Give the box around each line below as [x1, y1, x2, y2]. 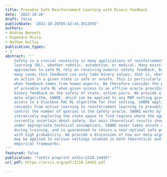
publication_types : [5, 44, 46, 49]
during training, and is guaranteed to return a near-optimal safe [14, 127, 157, 132]
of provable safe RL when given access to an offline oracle [14, 86, 143, 91]
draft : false [5, 16, 32, 21]
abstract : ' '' [5, 53, 35, 59]
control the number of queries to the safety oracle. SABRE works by [14, 109, 162, 114]
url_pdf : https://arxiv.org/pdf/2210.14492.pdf [5, 160, 106, 165]
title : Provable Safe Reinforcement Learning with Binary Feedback [5, 7, 148, 12]
